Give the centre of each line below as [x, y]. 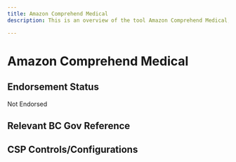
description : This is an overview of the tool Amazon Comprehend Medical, [119, 20]
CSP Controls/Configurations [73, 150]
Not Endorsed [27, 104]
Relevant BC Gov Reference [69, 126]
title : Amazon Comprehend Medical [58, 14]
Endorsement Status [53, 87]
